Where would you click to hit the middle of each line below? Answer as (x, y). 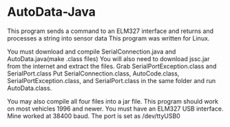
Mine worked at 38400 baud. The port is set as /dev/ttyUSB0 (94, 116)
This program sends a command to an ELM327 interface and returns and (111, 31)
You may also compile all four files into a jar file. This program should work (113, 101)
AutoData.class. (30, 88)
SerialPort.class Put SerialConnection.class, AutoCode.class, (93, 73)
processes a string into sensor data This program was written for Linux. (108, 38)
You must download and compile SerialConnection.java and (92, 51)
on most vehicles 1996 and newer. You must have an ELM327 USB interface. (115, 108)
